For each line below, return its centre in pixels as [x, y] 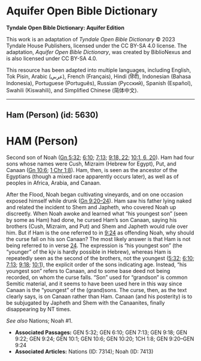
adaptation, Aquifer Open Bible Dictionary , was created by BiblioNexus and [99, 52]
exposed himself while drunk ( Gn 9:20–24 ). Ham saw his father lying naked [99, 201]
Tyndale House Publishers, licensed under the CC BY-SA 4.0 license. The [97, 46]
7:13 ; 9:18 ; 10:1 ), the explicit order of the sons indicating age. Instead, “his [97, 264]
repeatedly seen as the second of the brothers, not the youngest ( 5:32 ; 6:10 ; [100, 258]
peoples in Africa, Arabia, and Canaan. [54, 183]
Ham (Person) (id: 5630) [52, 115]
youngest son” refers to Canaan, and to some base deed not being [88, 271]
